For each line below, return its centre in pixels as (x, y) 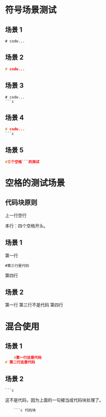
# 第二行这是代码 (20, 362)
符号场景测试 (31, 10)
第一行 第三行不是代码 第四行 (34, 305)
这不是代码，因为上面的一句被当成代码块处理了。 (54, 400)
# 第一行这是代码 (28, 358)
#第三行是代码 (17, 266)
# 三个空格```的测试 (22, 162)
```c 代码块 (25, 410)
